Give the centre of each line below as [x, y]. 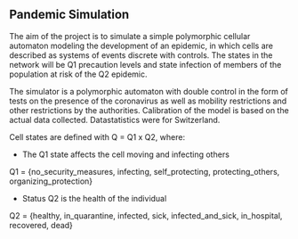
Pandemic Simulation [69, 15]
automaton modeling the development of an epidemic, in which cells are [141, 45]
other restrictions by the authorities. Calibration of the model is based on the [149, 110]
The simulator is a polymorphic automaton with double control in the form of [149, 91]
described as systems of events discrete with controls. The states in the [141, 55]
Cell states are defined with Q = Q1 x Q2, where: [97, 136]
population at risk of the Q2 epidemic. [79, 74]
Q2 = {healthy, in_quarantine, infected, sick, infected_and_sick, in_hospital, [146, 215]
